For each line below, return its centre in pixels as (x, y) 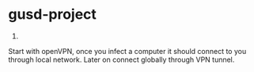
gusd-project (53, 14)
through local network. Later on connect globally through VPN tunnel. (121, 59)
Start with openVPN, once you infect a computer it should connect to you (127, 51)
